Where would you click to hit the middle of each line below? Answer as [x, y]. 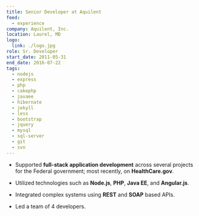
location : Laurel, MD [34, 35]
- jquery [23, 125]
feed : [13, 18]
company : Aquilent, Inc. [38, 29]
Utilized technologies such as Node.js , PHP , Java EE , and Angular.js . [102, 183]
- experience [28, 23]
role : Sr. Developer [32, 52]
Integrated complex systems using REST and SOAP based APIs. [95, 194]
